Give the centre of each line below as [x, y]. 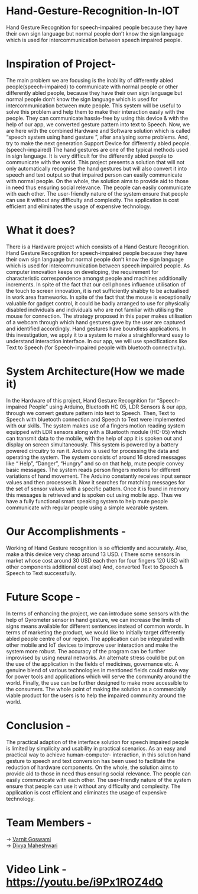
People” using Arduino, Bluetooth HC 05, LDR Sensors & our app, [108, 407]
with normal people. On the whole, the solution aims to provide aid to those [98, 181]
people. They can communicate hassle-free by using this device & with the [97, 118]
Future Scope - [43, 597]
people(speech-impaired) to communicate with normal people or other [92, 87]
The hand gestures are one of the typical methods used [121, 149]
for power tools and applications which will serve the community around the [98, 676]
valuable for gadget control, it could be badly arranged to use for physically [98, 303]
